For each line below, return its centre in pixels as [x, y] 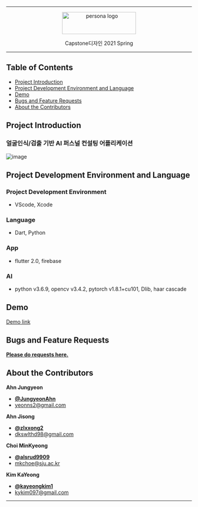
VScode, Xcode [34, 205]
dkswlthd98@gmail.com [44, 434]
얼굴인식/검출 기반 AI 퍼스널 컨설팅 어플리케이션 [70, 143]
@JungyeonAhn [35, 399]
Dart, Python [30, 233]
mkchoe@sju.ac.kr [37, 463]
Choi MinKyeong [27, 445]
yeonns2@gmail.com [40, 405]
